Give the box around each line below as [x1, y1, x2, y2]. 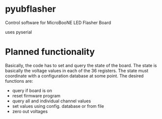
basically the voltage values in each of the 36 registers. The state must [5, 68, 149, 73]
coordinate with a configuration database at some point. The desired [5, 72, 144, 79]
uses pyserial [5, 29, 32, 35]
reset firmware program [12, 93, 60, 98]
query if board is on [12, 87, 53, 94]
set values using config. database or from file [12, 103, 104, 109]
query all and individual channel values [12, 98, 91, 104]
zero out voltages [12, 108, 48, 114]
